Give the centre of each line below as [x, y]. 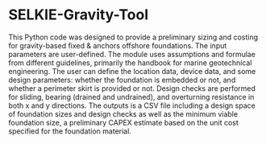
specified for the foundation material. [70, 131]
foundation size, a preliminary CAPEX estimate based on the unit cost [124, 122]
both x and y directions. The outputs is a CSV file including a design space [132, 105]
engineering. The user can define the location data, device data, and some [132, 71]
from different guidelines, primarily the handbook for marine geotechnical [130, 63]
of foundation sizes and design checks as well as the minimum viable [123, 113]
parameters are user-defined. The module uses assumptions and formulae [132, 54]
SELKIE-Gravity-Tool [79, 15]
